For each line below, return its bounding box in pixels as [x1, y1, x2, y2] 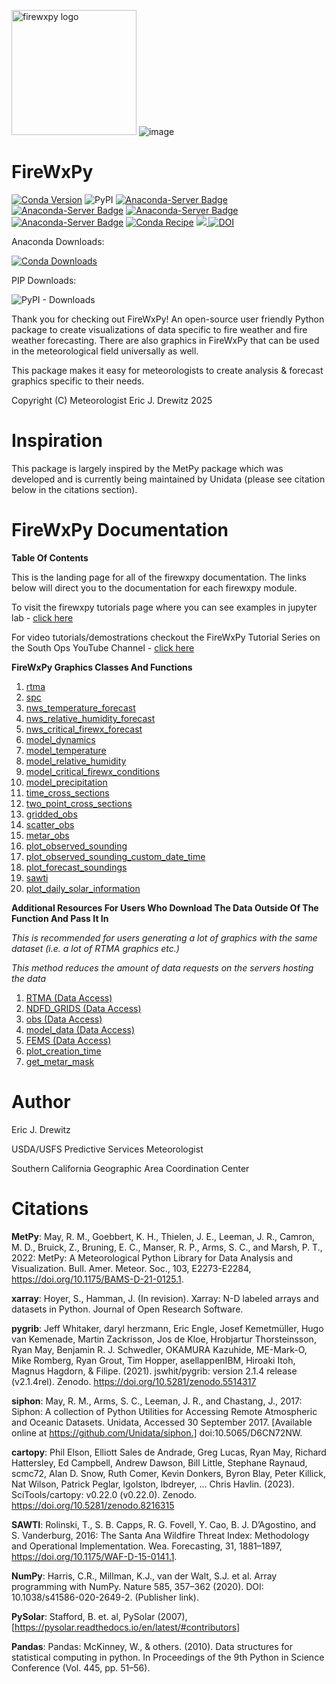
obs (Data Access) [25, 1013, 103, 1025]
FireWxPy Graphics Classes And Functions [11, 661, 193, 673]
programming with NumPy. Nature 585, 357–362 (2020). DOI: [11, 1580, 264, 1592]
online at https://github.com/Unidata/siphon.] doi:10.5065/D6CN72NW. [11, 1426, 303, 1439]
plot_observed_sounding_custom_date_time [25, 850, 206, 862]
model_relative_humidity [25, 755, 127, 767]
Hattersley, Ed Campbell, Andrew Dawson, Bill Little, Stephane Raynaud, [11, 1456, 308, 1469]
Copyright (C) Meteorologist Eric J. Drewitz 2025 [11, 394, 213, 406]
